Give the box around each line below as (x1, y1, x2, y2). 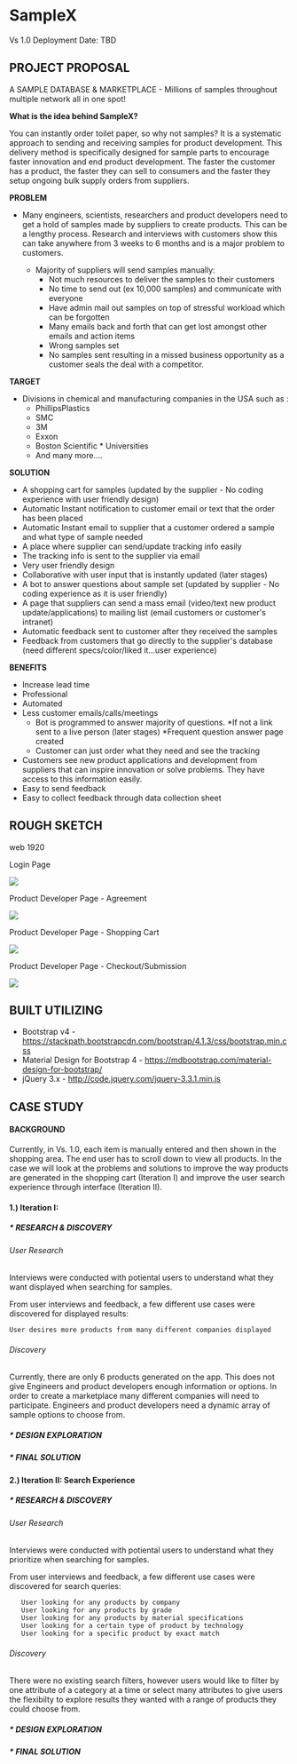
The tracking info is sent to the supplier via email (21, 550, 200, 560)
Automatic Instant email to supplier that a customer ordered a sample (21, 521, 275, 533)
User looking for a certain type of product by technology (20, 1622, 244, 1631)
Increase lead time (21, 679, 90, 689)
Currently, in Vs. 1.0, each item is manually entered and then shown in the (9, 1143, 277, 1155)
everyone (48, 292, 83, 303)
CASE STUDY (9, 1099, 84, 1115)
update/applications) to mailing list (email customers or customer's (21, 607, 267, 617)
